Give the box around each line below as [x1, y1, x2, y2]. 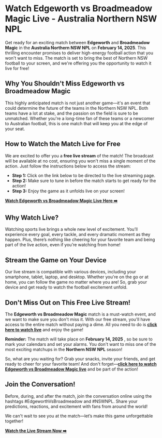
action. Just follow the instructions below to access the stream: [5, 163, 131, 169]
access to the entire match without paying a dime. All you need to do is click [5, 321, 157, 327]
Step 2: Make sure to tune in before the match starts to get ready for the [12, 178, 156, 184]
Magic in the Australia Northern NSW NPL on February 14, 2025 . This [5, 45, 147, 51]
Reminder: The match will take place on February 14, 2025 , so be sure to [5, 336, 153, 342]
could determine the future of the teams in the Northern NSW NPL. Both [5, 105, 148, 111]
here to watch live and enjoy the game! [5, 327, 84, 333]
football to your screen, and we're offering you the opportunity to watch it [5, 60, 151, 66]
